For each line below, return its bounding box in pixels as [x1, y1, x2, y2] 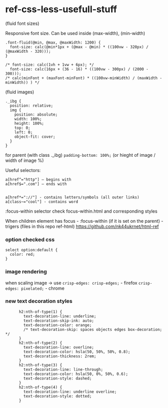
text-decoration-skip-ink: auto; [23, 318, 94, 323]
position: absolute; [14, 112, 58, 117]
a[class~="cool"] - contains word [5, 199, 79, 204]
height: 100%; [14, 121, 44, 126]
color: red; [10, 252, 36, 257]
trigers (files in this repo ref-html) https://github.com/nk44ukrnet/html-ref [5, 223, 159, 229]
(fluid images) [5, 89, 35, 95]
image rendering [5, 268, 47, 275]
